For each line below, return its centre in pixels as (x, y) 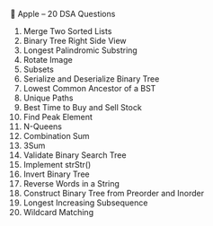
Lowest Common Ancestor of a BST (89, 88)
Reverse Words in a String (71, 183)
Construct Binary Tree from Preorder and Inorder (114, 193)
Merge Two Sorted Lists (67, 31)
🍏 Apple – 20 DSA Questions (63, 14)
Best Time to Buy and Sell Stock (82, 107)
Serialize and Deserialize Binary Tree (91, 79)
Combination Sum (56, 136)
